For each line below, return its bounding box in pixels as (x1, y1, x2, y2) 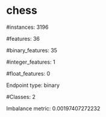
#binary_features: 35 (6, 46, 57, 54)
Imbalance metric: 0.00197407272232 (6, 104, 101, 112)
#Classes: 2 (6, 93, 36, 100)
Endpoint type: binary (6, 82, 60, 89)
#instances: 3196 (6, 23, 49, 31)
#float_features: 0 (6, 70, 50, 77)
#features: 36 (6, 35, 40, 42)
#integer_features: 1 (6, 58, 55, 65)
